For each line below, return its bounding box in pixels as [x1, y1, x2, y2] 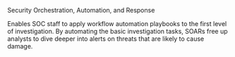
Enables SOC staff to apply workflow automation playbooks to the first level [7, 20, 227, 27]
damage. [7, 42, 33, 50]
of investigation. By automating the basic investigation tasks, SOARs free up [7, 27, 228, 35]
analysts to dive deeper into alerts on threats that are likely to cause [7, 34, 205, 43]
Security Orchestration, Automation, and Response [7, 6, 155, 14]
